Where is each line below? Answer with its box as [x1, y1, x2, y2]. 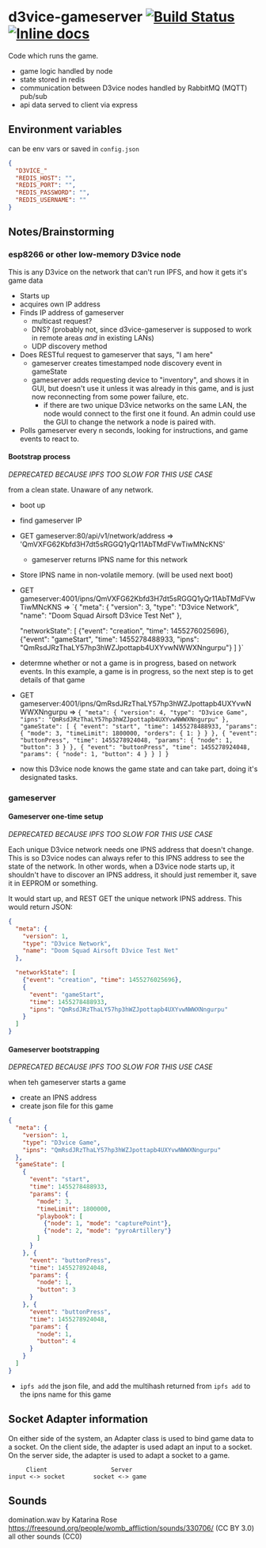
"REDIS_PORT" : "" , [15, 181, 77, 189]
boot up [19, 500, 46, 510]
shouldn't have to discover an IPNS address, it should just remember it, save [8, 869, 257, 879]
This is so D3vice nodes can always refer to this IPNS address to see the [8, 853, 245, 862]
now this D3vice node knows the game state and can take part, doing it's [19, 764, 258, 774]
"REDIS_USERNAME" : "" [15, 196, 87, 204]
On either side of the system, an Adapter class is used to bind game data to [8, 1433, 254, 1443]
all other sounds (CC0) [8, 1532, 82, 1542]
